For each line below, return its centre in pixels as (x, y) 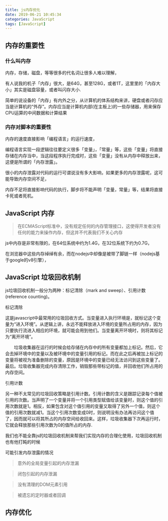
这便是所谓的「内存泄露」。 (32, 162)
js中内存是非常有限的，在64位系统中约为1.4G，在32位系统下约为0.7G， (79, 243)
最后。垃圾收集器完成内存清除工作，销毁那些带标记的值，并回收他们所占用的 (84, 366)
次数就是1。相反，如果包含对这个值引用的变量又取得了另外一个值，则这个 (85, 406)
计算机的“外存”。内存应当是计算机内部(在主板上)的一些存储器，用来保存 (87, 106)
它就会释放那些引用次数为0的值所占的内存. (49, 425)
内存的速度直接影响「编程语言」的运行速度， (51, 139)
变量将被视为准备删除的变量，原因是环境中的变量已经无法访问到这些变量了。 (84, 360)
